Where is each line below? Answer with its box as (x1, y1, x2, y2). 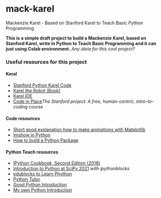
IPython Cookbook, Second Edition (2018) (13, 160, 100, 166)
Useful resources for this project (6, 58, 87, 65)
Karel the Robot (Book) (13, 88, 61, 94)
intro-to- (136, 98, 154, 104)
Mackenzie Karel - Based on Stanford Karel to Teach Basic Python (6, 20, 143, 26)
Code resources (6, 115, 40, 122)
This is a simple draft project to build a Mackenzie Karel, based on (6, 35, 146, 41)
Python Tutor (13, 176, 40, 182)
